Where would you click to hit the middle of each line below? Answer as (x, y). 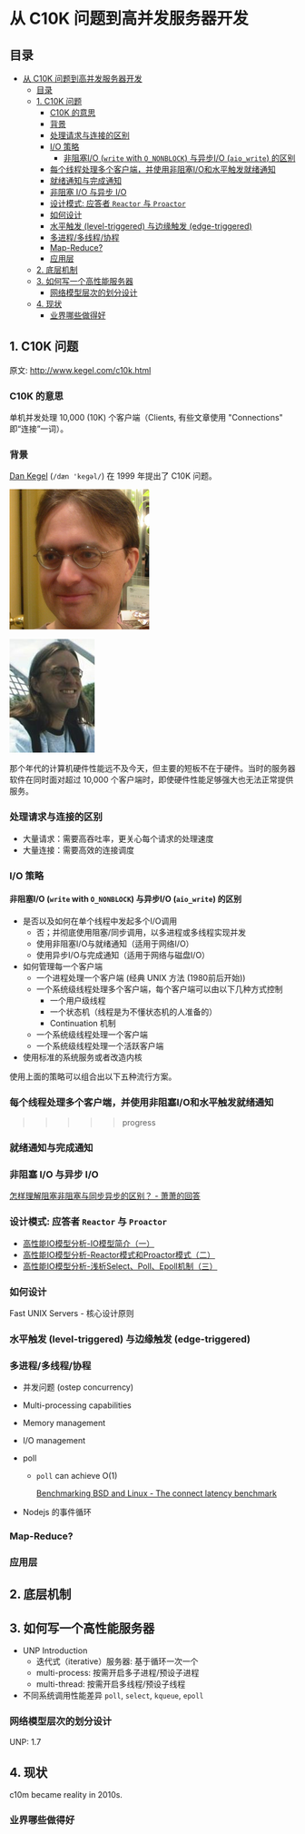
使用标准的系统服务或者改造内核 (82, 1057)
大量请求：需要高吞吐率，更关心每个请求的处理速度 (118, 838)
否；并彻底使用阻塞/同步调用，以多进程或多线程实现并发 (141, 932)
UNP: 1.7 (25, 1741)
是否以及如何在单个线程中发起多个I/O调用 (100, 921)
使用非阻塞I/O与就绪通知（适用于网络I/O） (115, 943)
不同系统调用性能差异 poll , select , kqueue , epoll (113, 1696)
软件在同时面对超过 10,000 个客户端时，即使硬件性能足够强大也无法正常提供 (152, 780)
